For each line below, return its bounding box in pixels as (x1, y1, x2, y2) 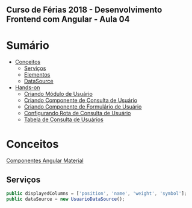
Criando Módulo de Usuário (23, 90, 93, 98)
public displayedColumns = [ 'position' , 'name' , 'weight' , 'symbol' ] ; (6, 191, 187, 197)
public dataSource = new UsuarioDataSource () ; (6, 196, 125, 202)
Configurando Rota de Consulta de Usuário (23, 110, 131, 117)
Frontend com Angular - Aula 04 (6, 14, 130, 25)
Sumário (6, 39, 49, 52)
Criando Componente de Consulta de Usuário (23, 96, 137, 104)
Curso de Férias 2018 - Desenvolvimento (6, 5, 163, 15)
